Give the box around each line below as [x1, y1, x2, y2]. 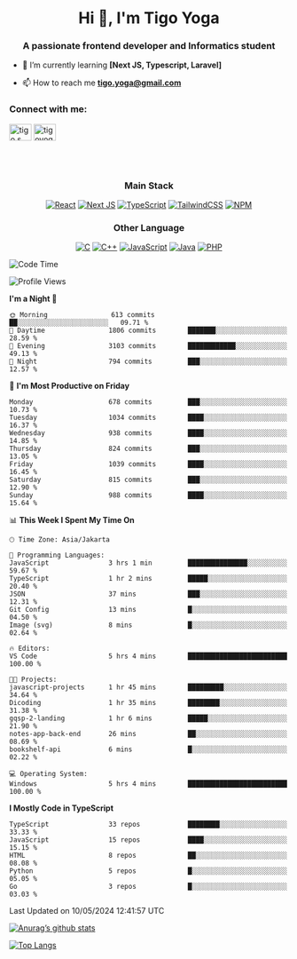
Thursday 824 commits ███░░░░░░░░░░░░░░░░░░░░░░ [9, 444, 288, 454]
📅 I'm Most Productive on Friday [9, 381, 130, 392]
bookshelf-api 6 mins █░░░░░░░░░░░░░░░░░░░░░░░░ [9, 745, 288, 754]
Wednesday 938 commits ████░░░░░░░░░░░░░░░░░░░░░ [9, 429, 288, 438]
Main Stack [123, 179, 175, 192]
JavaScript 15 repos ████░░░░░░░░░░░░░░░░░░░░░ [9, 836, 288, 844]
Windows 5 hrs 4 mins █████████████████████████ [9, 780, 288, 789]
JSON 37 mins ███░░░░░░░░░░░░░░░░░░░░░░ [9, 590, 288, 598]
